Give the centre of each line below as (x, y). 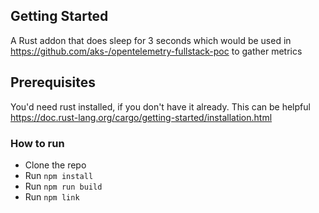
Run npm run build (63, 186)
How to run (37, 143)
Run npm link (52, 196)
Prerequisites (53, 82)
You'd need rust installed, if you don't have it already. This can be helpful (160, 106)
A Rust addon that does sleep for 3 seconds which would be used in (151, 40)
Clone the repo (55, 165)
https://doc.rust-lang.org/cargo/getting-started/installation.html (141, 117)
